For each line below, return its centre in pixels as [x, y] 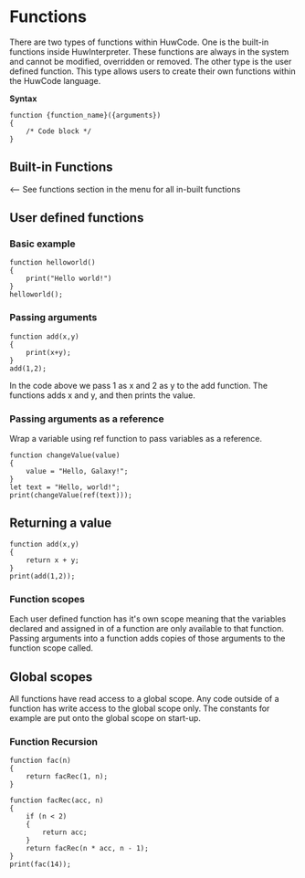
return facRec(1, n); [67, 777]
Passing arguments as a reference [87, 419]
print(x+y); [48, 352]
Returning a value [61, 523]
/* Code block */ [59, 131]
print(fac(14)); [40, 864]
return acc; [65, 832]
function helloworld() [53, 263]
